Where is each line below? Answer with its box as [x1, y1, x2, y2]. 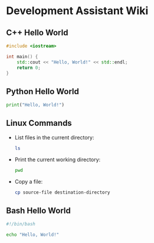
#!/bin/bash [6, 221, 35, 227]
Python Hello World [6, 86, 80, 96]
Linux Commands [6, 118, 72, 128]
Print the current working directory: [14, 156, 101, 163]
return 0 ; [17, 65, 41, 71]
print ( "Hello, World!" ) [6, 102, 65, 108]
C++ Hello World [6, 28, 68, 38]
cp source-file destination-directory [14, 189, 110, 195]
